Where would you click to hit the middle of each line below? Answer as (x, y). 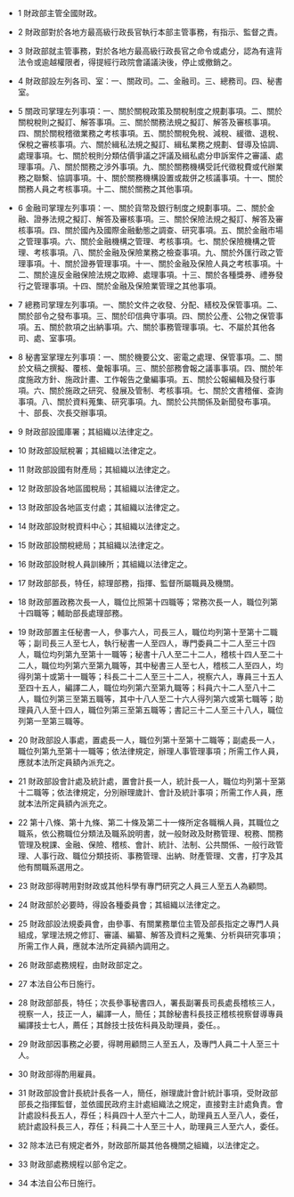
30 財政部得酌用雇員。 (59, 1074)
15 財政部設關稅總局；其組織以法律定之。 (93, 545)
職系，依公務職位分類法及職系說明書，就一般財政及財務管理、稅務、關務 (150, 834)
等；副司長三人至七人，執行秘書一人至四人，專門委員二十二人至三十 (143, 643)
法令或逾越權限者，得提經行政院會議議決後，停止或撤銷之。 (127, 62)
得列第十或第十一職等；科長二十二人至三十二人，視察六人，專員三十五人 (150, 676)
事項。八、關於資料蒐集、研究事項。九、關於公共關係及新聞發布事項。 (147, 402)
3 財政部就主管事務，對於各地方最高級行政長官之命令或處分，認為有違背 (150, 51)
